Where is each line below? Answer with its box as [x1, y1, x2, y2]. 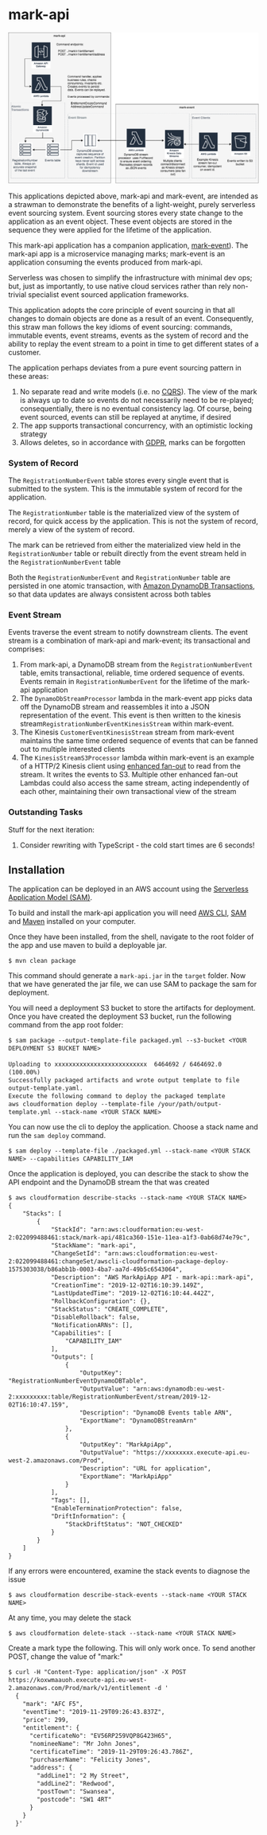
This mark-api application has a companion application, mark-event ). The [8, 241, 249, 250]
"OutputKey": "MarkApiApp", [79, 1441, 172, 1449]
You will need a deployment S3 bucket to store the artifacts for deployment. [8, 1004, 256, 1013]
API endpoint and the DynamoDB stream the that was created [8, 1177, 210, 1187]
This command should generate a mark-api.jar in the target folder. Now [8, 971, 246, 980]
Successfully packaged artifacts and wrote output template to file [8, 1077, 240, 1085]
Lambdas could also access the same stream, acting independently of [19, 778, 250, 788]
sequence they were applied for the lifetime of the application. [8, 225, 212, 234]
